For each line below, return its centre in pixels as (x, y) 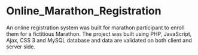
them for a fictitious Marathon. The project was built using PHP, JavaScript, (99, 33)
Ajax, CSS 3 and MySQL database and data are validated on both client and (99, 40)
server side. (21, 47)
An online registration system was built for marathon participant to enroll (95, 27)
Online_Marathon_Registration (84, 11)
